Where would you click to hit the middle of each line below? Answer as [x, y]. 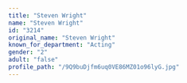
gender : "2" [28, 52]
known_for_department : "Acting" [62, 45]
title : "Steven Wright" [48, 15]
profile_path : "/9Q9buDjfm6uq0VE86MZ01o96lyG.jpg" [94, 67]
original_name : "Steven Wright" [62, 38]
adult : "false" [33, 60]
